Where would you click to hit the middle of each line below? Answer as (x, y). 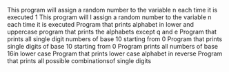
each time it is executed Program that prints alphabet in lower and (101, 24)
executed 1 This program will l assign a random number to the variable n (109, 17)
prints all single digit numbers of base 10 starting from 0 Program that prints (115, 39)
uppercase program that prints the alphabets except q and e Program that (112, 32)
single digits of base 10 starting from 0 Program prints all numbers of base (113, 46)
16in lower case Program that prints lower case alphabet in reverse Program (115, 53)
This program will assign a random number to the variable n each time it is (112, 10)
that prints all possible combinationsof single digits (79, 61)
